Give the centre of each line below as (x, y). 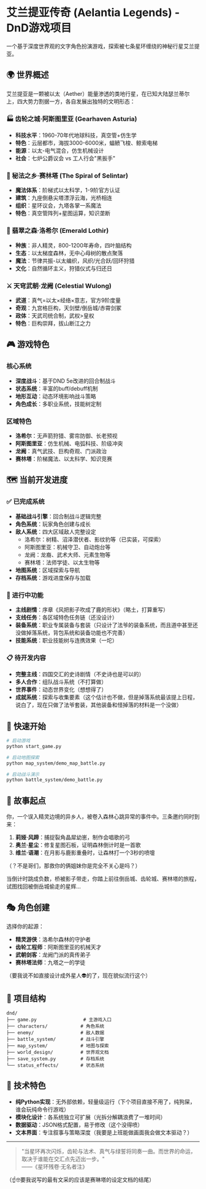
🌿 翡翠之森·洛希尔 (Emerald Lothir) (58, 231)
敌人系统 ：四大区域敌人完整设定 (55, 531)
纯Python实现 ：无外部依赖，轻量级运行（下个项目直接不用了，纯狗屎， (105, 1101)
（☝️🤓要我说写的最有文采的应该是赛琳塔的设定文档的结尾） (81, 1179)
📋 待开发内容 (26, 658)
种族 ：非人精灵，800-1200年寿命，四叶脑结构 (73, 245)
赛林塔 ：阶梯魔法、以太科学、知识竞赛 (63, 459)
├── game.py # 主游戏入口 (59, 1019)
